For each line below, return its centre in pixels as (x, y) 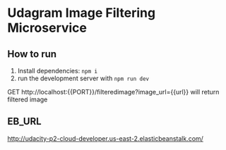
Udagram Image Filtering (82, 13)
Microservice (47, 28)
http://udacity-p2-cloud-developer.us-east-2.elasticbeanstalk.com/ (105, 138)
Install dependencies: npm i (57, 71)
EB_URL (24, 121)
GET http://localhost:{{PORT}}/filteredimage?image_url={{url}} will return (113, 92)
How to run (32, 54)
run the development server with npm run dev (83, 78)
